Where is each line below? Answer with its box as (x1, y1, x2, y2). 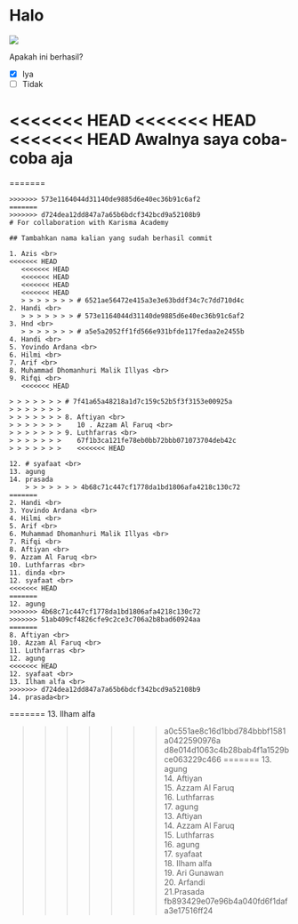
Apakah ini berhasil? (9, 51, 84, 62)
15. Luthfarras (164, 830, 215, 840)
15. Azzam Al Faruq (164, 783, 235, 792)
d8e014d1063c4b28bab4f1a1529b (164, 744, 289, 755)
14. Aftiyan (164, 773, 203, 783)
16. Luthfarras (164, 792, 215, 802)
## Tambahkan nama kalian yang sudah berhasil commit (9, 234, 213, 243)
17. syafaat (164, 848, 203, 859)
